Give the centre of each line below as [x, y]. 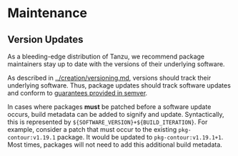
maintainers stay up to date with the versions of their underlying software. [116, 64]
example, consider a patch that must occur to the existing [92, 129]
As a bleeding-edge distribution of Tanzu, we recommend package [106, 56]
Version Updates [45, 40]
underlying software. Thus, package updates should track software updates [119, 85]
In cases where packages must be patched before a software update [109, 107]
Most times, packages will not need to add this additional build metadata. [115, 145]
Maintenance [48, 13]
